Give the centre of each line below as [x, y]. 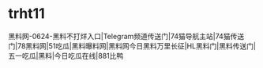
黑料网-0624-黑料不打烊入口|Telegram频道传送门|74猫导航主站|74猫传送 [126, 36]
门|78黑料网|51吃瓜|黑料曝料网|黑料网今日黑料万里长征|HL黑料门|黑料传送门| [132, 46]
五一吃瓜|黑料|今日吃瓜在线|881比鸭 [66, 55]
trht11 [26, 14]
